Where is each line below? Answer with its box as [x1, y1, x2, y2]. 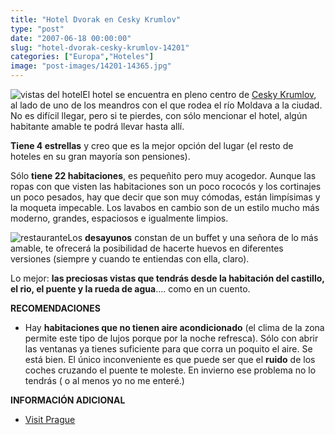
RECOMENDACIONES [10, 302, 101, 314]
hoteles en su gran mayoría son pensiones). [10, 151, 191, 162]
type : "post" [10, 24, 65, 34]
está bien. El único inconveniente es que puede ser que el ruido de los [24, 354, 316, 365]
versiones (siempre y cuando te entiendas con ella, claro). [10, 253, 250, 265]
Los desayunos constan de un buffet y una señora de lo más [67, 232, 319, 243]
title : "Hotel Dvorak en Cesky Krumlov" [10, 14, 182, 25]
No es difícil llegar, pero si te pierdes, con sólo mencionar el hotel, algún [10, 110, 308, 121]
